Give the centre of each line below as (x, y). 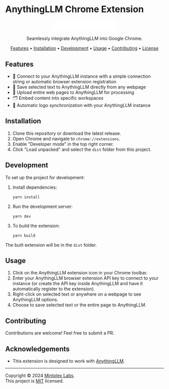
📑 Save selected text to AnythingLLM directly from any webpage (79, 87)
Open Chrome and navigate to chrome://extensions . (66, 138)
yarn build (24, 236)
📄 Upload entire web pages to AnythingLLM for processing (73, 92)
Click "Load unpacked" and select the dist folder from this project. (82, 149)
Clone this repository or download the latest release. (67, 133)
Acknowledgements (37, 349)
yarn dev (22, 216)
